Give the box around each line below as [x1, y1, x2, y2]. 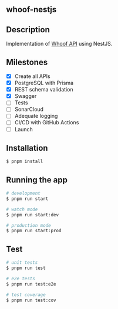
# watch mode [6, 206, 38, 212]
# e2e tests [6, 276, 35, 281]
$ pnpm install [6, 158, 43, 165]
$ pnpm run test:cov [6, 297, 57, 303]
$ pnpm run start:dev [6, 212, 59, 218]
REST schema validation [14, 86, 73, 93]
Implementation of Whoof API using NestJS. [6, 40, 113, 47]
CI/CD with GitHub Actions [14, 119, 79, 126]
